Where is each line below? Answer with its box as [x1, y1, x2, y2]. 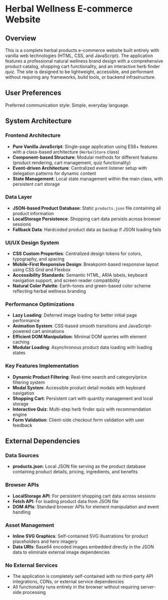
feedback [12, 422, 33, 428]
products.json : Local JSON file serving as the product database [12, 463, 146, 470]
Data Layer [5, 193, 33, 201]
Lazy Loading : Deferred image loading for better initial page [12, 312, 137, 318]
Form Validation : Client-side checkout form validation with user [12, 417, 145, 423]
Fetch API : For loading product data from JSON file [12, 498, 119, 504]
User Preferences [5, 89, 61, 97]
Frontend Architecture [5, 132, 61, 139]
